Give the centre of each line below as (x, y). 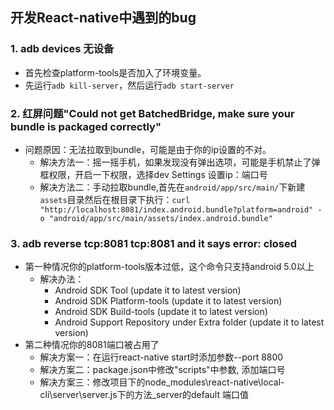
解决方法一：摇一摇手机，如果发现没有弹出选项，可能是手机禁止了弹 (180, 162)
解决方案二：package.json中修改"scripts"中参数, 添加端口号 (162, 370)
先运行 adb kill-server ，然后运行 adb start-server (129, 85)
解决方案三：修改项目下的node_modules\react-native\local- (162, 382)
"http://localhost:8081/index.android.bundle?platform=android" (176, 209)
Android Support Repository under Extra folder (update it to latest (189, 322)
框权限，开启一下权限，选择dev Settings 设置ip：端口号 (153, 174)
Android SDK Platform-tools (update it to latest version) (168, 301)
